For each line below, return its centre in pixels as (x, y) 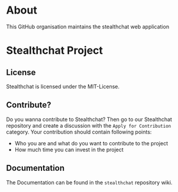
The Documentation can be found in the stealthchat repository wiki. (89, 182)
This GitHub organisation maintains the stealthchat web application (88, 27)
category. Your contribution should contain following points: (79, 132)
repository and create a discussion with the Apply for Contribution (89, 125)
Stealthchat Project (55, 51)
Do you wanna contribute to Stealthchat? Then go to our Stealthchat (89, 119)
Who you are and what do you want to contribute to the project (91, 143)
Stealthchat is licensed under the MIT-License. (63, 86)
